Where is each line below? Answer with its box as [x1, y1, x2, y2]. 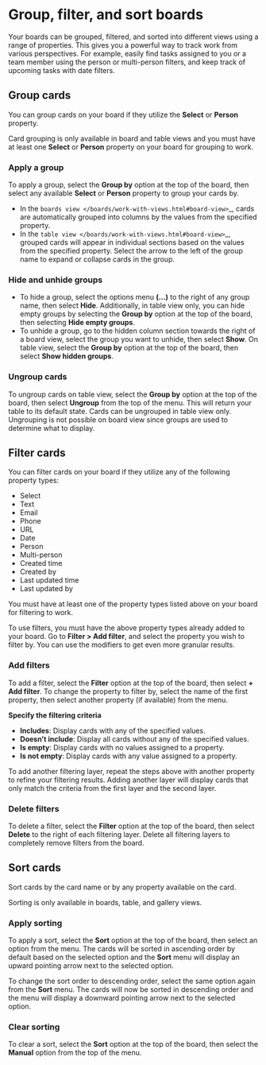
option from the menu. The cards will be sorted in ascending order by [8, 944, 236, 954]
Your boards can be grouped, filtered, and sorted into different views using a [8, 32, 259, 41]
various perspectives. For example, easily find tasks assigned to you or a [8, 48, 247, 58]
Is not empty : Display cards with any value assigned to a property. [19, 751, 237, 761]
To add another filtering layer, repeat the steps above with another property [8, 766, 256, 776]
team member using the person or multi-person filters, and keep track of [8, 57, 246, 67]
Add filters [8, 660, 50, 671]
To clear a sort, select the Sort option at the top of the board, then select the [8, 1040, 259, 1049]
